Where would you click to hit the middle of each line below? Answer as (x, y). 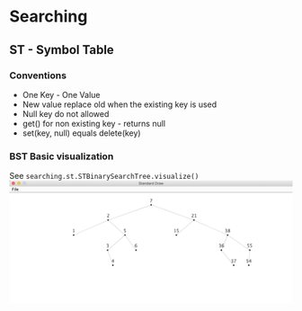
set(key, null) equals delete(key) (81, 133)
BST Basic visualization (62, 156)
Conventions (38, 76)
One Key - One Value (61, 94)
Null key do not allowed (66, 113)
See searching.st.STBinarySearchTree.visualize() (104, 176)
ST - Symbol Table (62, 50)
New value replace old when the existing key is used (120, 104)
